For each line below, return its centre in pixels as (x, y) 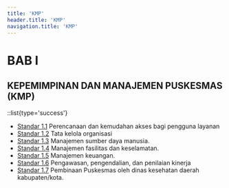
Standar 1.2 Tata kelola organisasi (64, 134)
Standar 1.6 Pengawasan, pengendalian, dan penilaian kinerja (104, 163)
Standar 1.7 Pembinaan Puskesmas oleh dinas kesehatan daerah (108, 170)
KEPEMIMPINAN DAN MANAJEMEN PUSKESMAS (115, 86)
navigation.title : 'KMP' (43, 26)
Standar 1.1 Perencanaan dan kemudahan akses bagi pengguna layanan (118, 126)
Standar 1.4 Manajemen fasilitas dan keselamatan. (88, 148)
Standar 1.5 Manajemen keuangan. (66, 156)
